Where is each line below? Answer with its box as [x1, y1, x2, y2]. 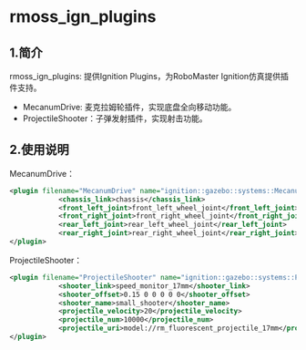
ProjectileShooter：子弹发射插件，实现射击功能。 [22, 113, 208, 124]
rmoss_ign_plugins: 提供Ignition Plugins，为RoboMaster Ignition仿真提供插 [9, 71, 290, 81]
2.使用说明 [9, 142, 70, 158]
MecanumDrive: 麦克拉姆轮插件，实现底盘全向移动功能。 [22, 102, 237, 112]
